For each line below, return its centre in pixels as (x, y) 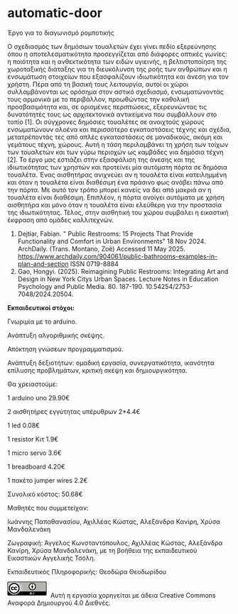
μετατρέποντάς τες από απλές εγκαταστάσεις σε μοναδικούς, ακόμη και (115, 137)
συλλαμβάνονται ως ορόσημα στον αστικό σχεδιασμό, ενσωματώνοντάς (115, 92)
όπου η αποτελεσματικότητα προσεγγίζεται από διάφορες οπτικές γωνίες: (117, 54)
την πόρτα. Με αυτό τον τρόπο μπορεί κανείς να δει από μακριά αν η (109, 190)
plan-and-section (43, 263)
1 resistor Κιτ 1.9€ (33, 439)
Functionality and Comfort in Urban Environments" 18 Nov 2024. (112, 241)
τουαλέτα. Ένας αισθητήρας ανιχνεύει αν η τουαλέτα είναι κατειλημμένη (117, 175)
